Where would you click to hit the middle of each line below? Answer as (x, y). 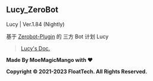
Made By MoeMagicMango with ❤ (50, 60)
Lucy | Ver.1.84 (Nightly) (35, 24)
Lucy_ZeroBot (32, 10)
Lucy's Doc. (35, 48)
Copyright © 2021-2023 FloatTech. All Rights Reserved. (77, 71)
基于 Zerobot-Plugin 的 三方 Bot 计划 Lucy (57, 36)
